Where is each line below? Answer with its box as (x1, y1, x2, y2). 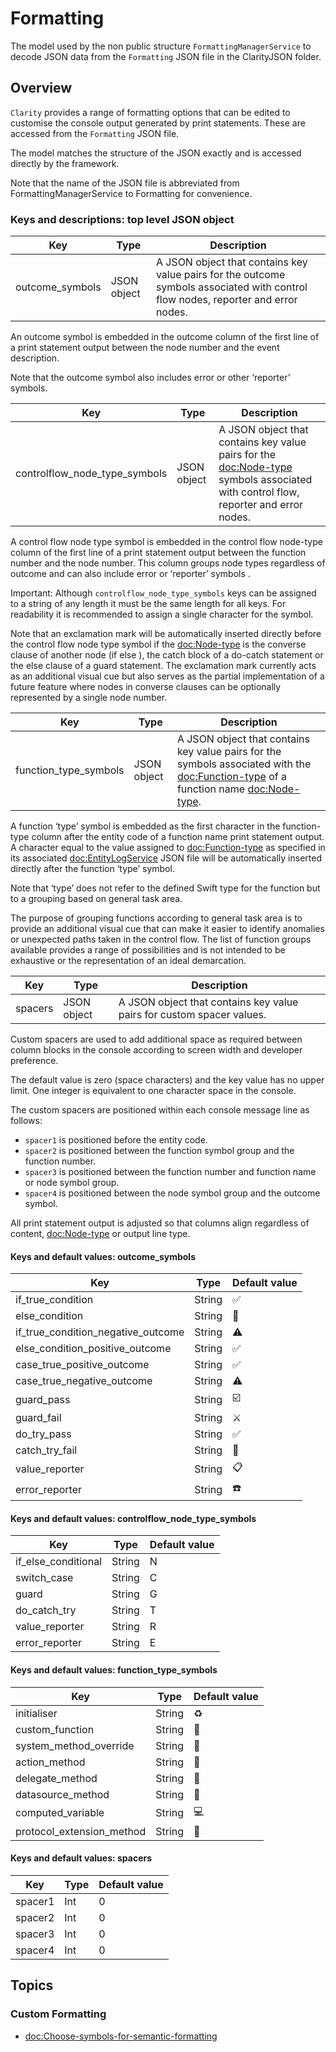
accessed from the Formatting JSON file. (10, 127, 180, 139)
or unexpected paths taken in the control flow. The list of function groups (10, 933, 312, 946)
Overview (10, 80, 73, 97)
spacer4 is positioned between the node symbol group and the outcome (24, 1187, 321, 1199)
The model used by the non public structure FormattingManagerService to (10, 40, 312, 52)
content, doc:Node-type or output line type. (10, 1228, 191, 1240)
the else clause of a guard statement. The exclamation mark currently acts (10, 660, 317, 672)
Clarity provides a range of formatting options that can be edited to (10, 106, 291, 118)
